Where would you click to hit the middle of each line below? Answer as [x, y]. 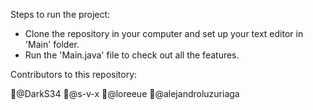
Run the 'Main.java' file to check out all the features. [132, 55]
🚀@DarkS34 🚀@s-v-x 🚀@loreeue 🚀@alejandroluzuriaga [125, 93]
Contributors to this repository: [74, 74]
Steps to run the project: [60, 14]
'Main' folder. [52, 44]
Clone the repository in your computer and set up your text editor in [164, 33]
